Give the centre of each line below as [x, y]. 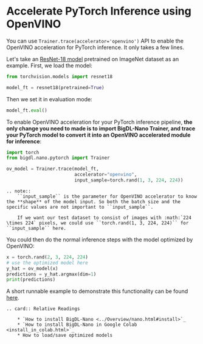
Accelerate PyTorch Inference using [99, 11]
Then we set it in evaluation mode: [49, 99]
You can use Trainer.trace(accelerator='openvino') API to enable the [95, 41]
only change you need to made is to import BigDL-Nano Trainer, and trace [101, 128]
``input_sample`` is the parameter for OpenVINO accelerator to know [107, 196]
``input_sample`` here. [36, 228]
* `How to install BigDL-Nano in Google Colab [77, 325]
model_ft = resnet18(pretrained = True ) [55, 87]
